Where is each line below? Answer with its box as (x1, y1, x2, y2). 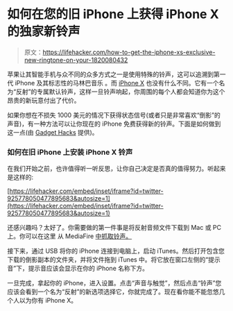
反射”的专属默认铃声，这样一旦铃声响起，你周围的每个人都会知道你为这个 (16, 87, 225, 96)
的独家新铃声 (7, 24, 81, 40)
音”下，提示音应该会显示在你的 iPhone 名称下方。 (7, 264, 149, 273)
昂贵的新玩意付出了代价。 (7, 96, 80, 104)
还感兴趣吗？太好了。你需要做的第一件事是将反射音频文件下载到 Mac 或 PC (7, 224, 222, 232)
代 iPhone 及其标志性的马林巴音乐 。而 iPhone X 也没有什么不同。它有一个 (7, 78, 220, 87)
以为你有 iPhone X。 (19, 296, 78, 305)
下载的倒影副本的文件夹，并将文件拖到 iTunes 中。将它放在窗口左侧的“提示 (7, 255, 221, 264)
